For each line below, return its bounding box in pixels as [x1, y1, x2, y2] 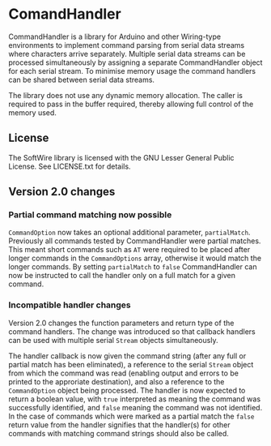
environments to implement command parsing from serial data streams [8, 40, 245, 49]
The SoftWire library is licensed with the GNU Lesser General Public [8, 152, 235, 162]
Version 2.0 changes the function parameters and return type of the [8, 318, 235, 328]
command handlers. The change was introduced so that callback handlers [8, 326, 256, 337]
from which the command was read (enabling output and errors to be [8, 368, 239, 378]
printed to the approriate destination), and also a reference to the [8, 376, 225, 386]
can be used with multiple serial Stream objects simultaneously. [8, 335, 218, 345]
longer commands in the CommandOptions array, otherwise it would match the [8, 253, 261, 264]
